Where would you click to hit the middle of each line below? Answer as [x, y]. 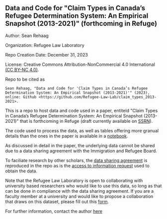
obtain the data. [21, 171]
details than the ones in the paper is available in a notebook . [67, 136]
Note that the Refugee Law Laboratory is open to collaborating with [74, 180]
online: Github [21, 97]
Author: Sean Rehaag [27, 35]
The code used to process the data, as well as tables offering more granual [82, 130]
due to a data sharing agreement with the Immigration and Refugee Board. [81, 151]
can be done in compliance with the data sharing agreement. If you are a [80, 191]
